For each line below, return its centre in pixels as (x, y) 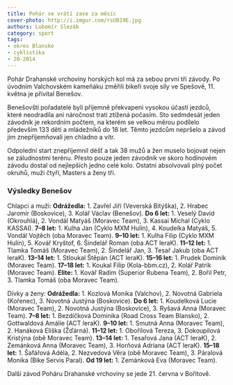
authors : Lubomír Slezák (43, 27)
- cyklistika (26, 53)
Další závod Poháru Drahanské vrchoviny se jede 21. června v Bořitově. (109, 374)
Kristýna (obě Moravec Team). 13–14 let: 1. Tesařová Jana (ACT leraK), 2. (112, 338)
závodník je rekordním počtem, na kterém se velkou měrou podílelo (103, 122)
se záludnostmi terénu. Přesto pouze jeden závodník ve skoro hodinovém (112, 158)
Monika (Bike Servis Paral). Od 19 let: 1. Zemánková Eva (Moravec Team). (112, 361)
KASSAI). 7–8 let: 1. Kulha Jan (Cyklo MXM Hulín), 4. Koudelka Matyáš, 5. (112, 228)
